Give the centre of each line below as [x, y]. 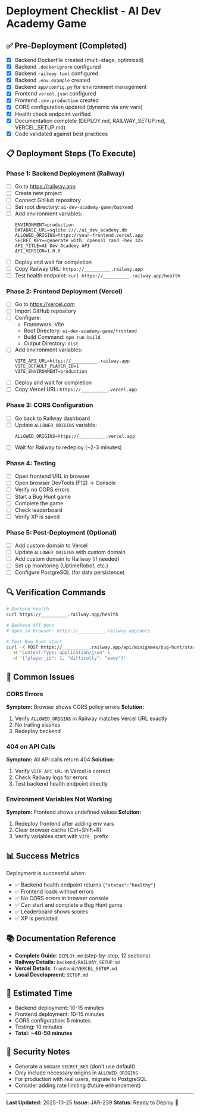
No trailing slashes [37, 725]
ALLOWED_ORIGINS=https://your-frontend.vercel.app [79, 235]
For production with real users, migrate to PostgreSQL [81, 1079]
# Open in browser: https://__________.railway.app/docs [78, 631]
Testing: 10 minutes [38, 1027]
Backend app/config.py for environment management [81, 87]
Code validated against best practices [61, 134]
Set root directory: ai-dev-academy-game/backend [74, 206]
